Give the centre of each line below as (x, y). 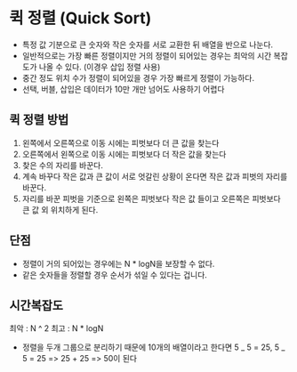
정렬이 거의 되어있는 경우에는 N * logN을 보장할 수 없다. (118, 263)
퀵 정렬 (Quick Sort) (80, 18)
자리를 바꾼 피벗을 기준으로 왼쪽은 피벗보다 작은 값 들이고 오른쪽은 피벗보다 (152, 198)
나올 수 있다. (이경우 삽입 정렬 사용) (100, 67)
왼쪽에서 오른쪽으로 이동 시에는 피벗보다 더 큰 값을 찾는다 (120, 142)
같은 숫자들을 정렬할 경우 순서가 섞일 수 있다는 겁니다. (114, 275)
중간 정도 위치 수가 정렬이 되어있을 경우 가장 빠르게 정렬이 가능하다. (138, 77)
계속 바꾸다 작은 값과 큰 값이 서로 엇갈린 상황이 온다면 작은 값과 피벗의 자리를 (155, 176)
